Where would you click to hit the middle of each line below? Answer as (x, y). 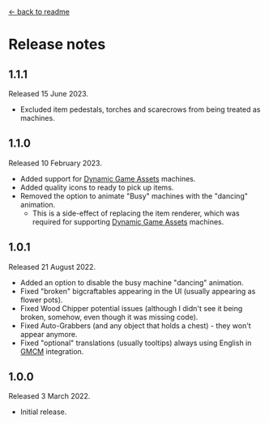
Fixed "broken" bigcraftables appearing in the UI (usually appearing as (138, 291)
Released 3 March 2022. (49, 396)
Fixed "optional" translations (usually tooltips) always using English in (136, 343)
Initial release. (43, 412)
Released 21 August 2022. (52, 267)
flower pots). (41, 300)
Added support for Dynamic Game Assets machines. (108, 178)
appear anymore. (49, 334)
